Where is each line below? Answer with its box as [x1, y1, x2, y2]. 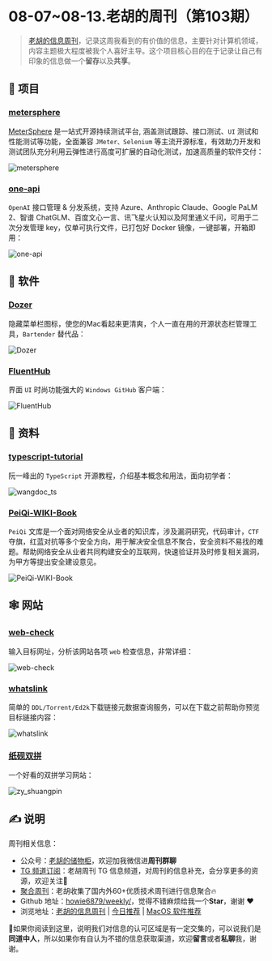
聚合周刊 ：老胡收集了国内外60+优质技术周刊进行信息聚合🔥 [19, 886, 217, 895]
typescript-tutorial [8, 451, 83, 463]
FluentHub [8, 365, 51, 377]
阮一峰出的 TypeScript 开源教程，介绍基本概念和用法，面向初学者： [8, 471, 233, 480]
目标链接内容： [8, 712, 58, 722]
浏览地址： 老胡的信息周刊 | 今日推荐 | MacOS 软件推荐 [19, 906, 202, 916]
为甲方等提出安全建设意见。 [8, 557, 101, 566]
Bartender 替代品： [23, 329, 87, 339]
